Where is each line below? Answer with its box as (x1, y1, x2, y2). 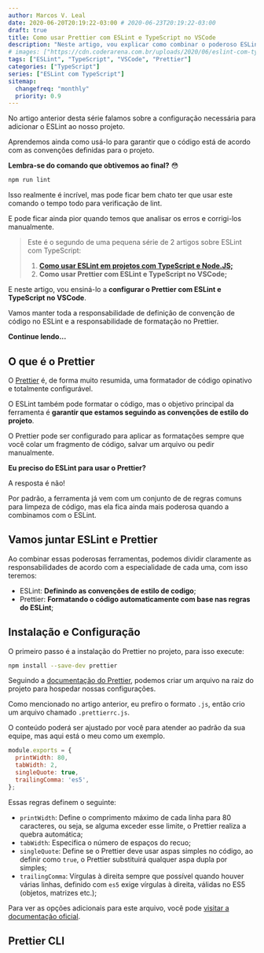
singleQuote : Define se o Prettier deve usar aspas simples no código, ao (19, 846, 254, 855)
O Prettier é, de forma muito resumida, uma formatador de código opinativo (8, 375, 253, 385)
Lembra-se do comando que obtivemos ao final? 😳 (8, 161, 179, 170)
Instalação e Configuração (8, 626, 141, 639)
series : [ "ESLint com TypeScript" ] (8, 70, 125, 78)
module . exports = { (8, 747, 72, 755)
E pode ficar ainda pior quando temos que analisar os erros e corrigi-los (8, 214, 242, 223)
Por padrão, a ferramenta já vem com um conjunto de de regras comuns (8, 493, 242, 503)
